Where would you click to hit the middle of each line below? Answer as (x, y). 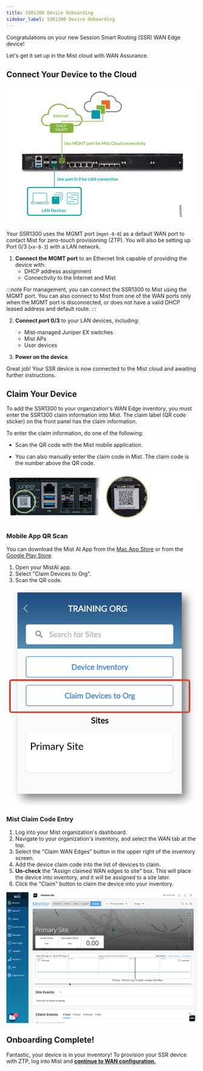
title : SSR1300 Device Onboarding (50, 13)
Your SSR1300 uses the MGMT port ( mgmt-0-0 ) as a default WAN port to (95, 233)
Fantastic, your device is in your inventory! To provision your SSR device (96, 1055)
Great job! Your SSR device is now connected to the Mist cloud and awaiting (101, 368)
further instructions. (31, 375)
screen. (25, 858)
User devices (41, 345)
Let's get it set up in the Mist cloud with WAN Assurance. (77, 55)
